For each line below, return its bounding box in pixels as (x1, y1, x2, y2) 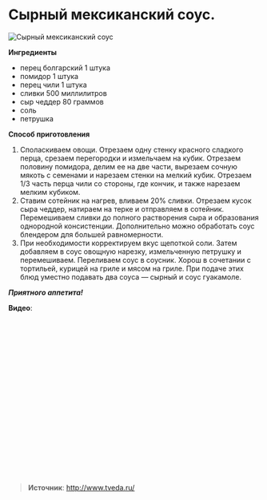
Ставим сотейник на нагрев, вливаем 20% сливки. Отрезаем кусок (19, 196, 252, 205)
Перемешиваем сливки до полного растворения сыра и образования (19, 212, 259, 222)
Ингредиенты (8, 47, 58, 57)
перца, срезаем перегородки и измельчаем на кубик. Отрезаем (19, 153, 241, 163)
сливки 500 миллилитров (19, 88, 108, 97)
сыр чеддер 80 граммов (19, 97, 104, 106)
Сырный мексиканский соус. (8, 6, 216, 24)
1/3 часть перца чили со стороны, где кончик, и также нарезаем (19, 178, 241, 188)
